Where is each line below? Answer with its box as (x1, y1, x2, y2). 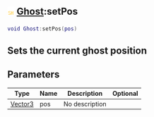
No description (63, 99, 107, 108)
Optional (112, 90, 138, 98)
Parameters (7, 68, 60, 80)
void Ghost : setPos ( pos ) (7, 25, 78, 32)
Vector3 (10, 99, 34, 108)
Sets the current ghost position (7, 45, 147, 57)
